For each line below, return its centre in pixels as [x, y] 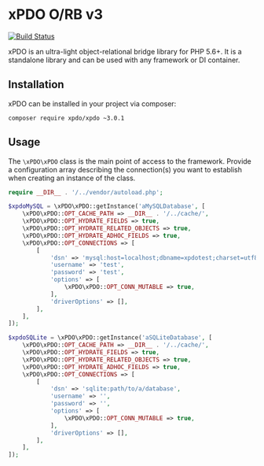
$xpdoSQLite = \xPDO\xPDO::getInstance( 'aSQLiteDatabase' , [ [110, 338]
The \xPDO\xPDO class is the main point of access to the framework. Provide [130, 161]
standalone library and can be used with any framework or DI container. [124, 60]
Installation [36, 85]
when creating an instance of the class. [72, 178]
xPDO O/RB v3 [56, 15]
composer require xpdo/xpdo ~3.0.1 [66, 118]
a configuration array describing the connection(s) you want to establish [125, 169]
